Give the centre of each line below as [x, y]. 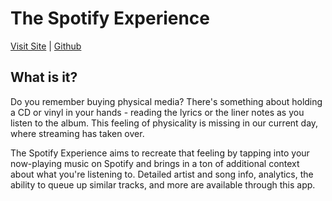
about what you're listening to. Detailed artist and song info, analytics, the [162, 174]
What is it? [44, 77]
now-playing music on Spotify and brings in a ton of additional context [155, 163]
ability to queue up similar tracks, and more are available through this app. [163, 184]
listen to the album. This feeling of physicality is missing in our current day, [164, 123]
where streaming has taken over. [77, 133]
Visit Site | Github [46, 46]
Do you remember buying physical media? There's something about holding [166, 101]
